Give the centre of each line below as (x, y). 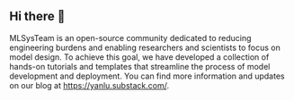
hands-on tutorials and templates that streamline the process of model (140, 66)
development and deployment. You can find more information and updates (147, 76)
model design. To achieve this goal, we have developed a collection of (139, 57)
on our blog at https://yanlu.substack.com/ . (89, 85)
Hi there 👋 (37, 17)
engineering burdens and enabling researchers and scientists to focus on (145, 47)
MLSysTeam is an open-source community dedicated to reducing (130, 37)
